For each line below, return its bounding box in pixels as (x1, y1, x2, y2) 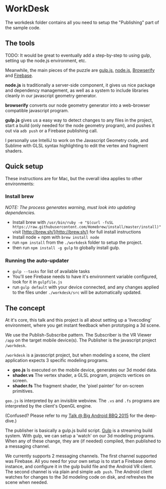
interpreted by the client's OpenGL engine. (5, 403, 92, 409)
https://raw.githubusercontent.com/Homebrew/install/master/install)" (12, 224, 162, 229)
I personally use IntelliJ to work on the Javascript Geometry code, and (5, 137, 149, 143)
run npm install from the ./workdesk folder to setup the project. (12, 239, 143, 245)
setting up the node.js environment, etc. (5, 58, 87, 64)
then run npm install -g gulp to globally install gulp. (12, 244, 120, 251)
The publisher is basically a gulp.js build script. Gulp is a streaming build (5, 427, 153, 433)
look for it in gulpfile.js (12, 279, 63, 285)
